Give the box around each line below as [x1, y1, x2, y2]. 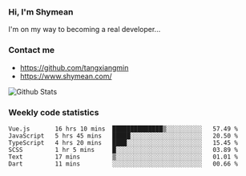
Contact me [8, 45, 55, 56]
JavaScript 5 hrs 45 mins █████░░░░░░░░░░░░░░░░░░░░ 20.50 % [8, 131, 239, 140]
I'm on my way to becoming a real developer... [8, 25, 161, 34]
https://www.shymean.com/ [19, 71, 112, 81]
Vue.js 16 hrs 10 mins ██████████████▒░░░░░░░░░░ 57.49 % [8, 125, 239, 133]
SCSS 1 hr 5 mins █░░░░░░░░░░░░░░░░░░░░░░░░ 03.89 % [8, 146, 239, 154]
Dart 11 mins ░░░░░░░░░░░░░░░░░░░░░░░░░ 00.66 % [8, 159, 239, 168]
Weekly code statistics [8, 106, 99, 118]
